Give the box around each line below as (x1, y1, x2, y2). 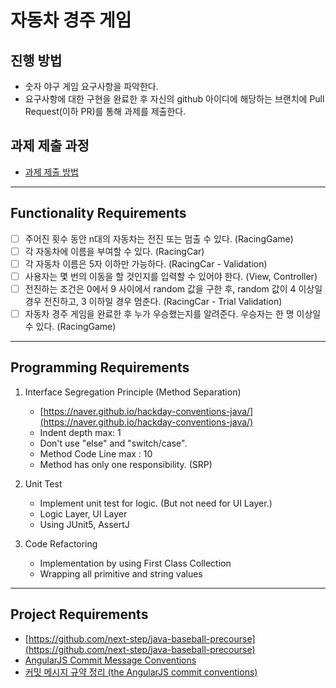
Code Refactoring (24, 537, 98, 550)
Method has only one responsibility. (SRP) (39, 458, 213, 470)
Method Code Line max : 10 (39, 447, 153, 460)
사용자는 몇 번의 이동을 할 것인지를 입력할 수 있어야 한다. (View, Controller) (24, 270, 318, 282)
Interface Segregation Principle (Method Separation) (24, 386, 242, 398)
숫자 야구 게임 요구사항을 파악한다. (24, 81, 159, 92)
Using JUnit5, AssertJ (39, 518, 130, 530)
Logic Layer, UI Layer (39, 507, 128, 520)
